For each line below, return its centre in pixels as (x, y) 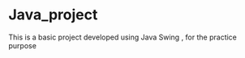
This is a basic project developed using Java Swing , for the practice (123, 37)
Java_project (53, 15)
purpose (22, 45)
